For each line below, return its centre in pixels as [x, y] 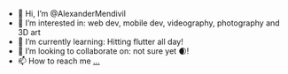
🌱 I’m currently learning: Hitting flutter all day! [100, 41]
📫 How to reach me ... [58, 61]
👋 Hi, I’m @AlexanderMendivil [72, 14]
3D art [29, 32]
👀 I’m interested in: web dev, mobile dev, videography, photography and [149, 23]
